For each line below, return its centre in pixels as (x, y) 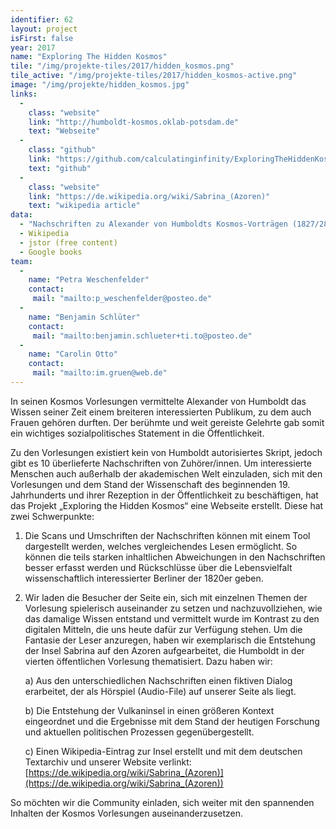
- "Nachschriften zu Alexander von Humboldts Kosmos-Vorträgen (153, 224)
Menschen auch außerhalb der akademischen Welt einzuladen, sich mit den (166, 473)
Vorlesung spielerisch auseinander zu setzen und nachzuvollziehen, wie (173, 608)
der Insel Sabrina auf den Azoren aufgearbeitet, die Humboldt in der (164, 650)
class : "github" (62, 150)
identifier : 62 (42, 19)
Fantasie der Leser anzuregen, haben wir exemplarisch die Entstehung (170, 640)
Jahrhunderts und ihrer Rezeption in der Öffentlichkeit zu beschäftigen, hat (164, 495)
